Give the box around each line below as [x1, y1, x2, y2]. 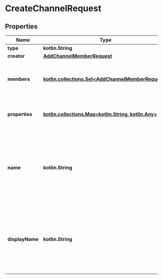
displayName [7, 236, 39, 243]
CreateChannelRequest [5, 3, 102, 14]
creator [7, 53, 25, 59]
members [7, 76, 30, 82]
